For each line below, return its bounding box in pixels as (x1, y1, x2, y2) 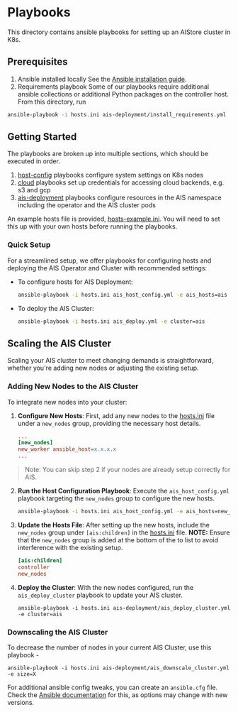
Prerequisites (7, 56, 68, 68)
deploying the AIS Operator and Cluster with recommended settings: (7, 263, 208, 272)
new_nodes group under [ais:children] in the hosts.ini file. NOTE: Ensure (17, 528, 230, 537)
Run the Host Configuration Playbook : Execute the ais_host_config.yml (17, 487, 230, 495)
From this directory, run (17, 97, 86, 106)
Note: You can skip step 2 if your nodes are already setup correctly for (24, 466, 231, 474)
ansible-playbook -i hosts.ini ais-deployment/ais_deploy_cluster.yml (17, 604, 231, 611)
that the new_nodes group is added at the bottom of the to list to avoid (17, 535, 218, 544)
